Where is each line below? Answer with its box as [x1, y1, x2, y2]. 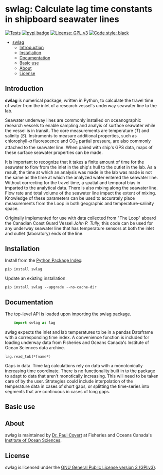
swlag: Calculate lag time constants [5, 3, 153, 15]
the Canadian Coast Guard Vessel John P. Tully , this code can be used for [5, 220, 153, 226]
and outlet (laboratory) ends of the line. [5, 230, 84, 236]
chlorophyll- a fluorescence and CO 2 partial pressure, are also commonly [5, 138, 151, 145]
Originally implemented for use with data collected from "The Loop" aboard [5, 215, 156, 221]
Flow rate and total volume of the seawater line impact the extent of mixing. [5, 190, 157, 196]
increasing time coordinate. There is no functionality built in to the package [5, 368, 156, 374]
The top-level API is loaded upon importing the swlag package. [5, 311, 131, 317]
